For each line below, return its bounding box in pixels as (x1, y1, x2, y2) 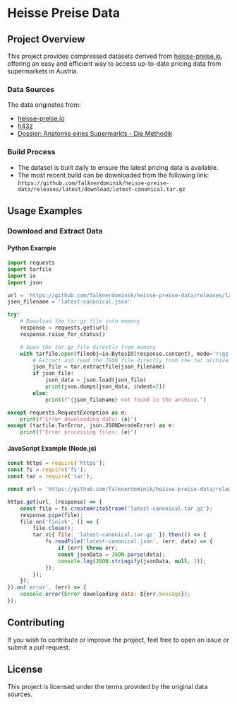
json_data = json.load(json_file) (44, 376, 147, 383)
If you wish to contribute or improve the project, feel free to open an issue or (7, 635, 229, 644)
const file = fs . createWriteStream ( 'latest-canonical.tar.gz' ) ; (20, 504, 213, 512)
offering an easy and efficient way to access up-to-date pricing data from (7, 59, 221, 68)
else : (32, 389, 49, 397)
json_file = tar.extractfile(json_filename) (32, 363, 166, 371)
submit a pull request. (7, 642, 71, 652)
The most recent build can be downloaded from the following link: (17, 171, 209, 179)
